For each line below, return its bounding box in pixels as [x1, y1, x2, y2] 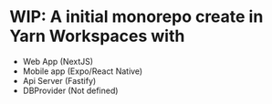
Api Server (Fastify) [22, 75, 97, 86]
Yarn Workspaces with [9, 26, 185, 47]
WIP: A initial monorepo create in [9, 6, 264, 27]
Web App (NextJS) [22, 56, 94, 67]
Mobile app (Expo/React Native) [22, 66, 143, 77]
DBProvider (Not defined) [22, 85, 119, 96]
